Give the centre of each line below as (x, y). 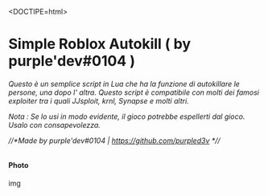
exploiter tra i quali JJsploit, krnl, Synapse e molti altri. (99, 100)
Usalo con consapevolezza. (54, 125)
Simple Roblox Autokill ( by (100, 44)
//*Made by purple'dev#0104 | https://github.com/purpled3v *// (114, 141)
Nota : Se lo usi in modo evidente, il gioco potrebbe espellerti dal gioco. (127, 116)
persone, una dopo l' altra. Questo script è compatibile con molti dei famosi (134, 92)
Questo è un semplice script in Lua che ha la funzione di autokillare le (124, 84)
